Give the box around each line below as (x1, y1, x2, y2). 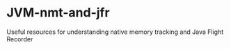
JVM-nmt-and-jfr (6, 5, 110, 21)
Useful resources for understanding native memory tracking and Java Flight (6, 28, 224, 36)
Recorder (6, 35, 33, 43)
